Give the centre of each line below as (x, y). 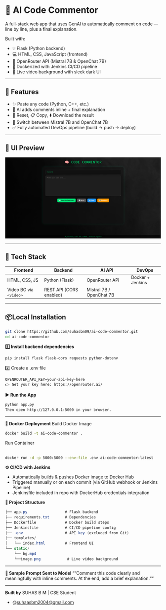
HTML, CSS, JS (23, 280)
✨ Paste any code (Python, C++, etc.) (50, 104)
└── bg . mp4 (25, 554)
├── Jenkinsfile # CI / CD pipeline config (61, 528)
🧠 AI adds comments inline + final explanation (59, 109)
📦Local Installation (36, 317)
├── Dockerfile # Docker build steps (57, 522)
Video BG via (20, 290)
